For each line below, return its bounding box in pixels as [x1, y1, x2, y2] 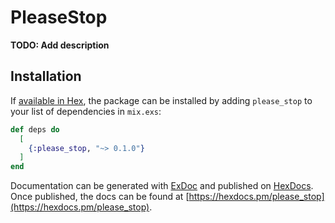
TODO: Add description [10, 39, 110, 51]
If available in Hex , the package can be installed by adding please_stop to [10, 94, 313, 106]
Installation [10, 68, 82, 85]
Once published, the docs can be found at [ [10, 191, 190, 203]
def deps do [10, 124, 60, 135]
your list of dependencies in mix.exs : [10, 105, 162, 117]
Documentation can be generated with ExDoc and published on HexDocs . [10, 180, 314, 192]
